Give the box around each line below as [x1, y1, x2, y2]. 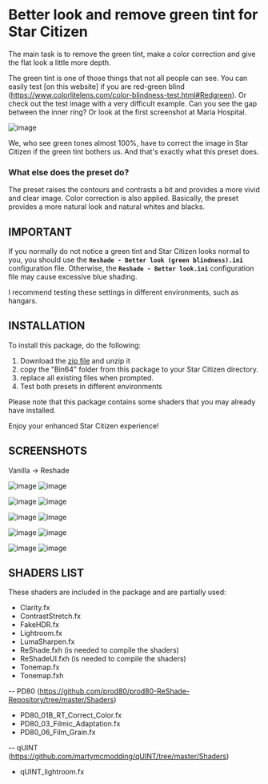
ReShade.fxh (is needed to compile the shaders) [19, 645, 180, 655]
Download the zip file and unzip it [19, 356, 130, 365]
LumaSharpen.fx [19, 637, 75, 646]
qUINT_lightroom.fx [19, 767, 85, 777]
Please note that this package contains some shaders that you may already [8, 396, 256, 406]
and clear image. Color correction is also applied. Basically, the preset [8, 194, 238, 203]
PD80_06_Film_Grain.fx [19, 727, 96, 738]
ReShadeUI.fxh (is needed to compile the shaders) [19, 654, 186, 664]
